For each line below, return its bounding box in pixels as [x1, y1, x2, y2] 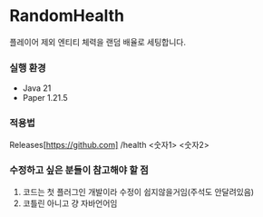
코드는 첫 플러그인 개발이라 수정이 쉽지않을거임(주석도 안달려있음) [22, 186, 255, 197]
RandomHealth [9, 5, 125, 26]
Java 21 [22, 83, 52, 94]
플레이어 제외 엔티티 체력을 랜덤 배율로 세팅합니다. [9, 36, 187, 47]
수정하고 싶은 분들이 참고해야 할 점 [9, 164, 150, 177]
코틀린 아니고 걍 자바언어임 [22, 197, 118, 209]
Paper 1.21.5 [22, 93, 68, 104]
